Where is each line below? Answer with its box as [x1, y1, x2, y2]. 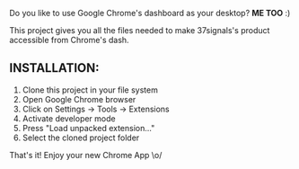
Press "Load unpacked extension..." [22, 122, 155, 133]
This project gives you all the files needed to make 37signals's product [9, 25, 270, 35]
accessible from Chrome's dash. [9, 35, 129, 45]
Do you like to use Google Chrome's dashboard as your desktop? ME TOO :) [9, 8, 291, 18]
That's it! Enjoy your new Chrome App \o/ [9, 149, 163, 160]
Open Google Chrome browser [22, 93, 136, 104]
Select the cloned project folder [22, 132, 140, 143]
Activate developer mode [22, 112, 116, 124]
